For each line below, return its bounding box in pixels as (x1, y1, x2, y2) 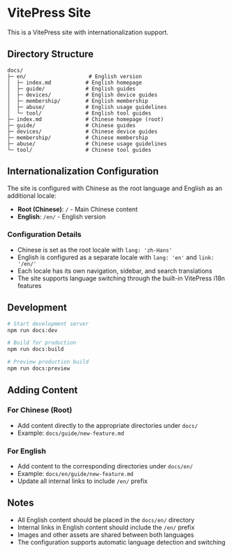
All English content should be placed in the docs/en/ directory (17, 515, 195, 524)
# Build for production (7, 339, 77, 347)
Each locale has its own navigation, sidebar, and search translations (17, 266, 212, 275)
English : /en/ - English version (17, 212, 106, 221)
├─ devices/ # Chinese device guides (7, 128, 158, 135)
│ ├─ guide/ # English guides (7, 85, 136, 92)
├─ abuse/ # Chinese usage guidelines (7, 140, 168, 148)
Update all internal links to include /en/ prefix (17, 477, 148, 485)
